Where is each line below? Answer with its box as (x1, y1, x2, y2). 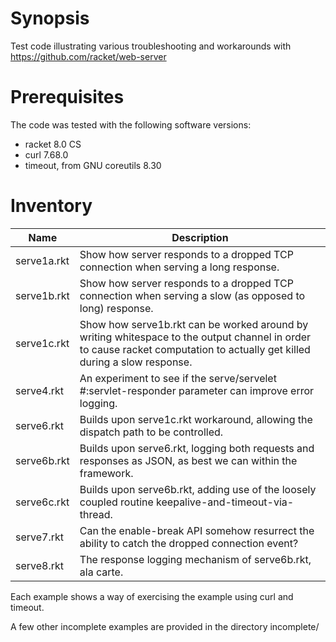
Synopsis (10, 7, 90, 30)
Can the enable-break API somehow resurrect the (79, 523, 315, 537)
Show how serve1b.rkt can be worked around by (79, 317, 309, 331)
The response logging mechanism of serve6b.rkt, (79, 552, 312, 566)
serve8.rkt (15, 558, 65, 572)
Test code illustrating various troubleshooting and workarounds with (10, 40, 292, 52)
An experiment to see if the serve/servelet (79, 371, 277, 385)
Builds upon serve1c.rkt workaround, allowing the (79, 412, 313, 426)
